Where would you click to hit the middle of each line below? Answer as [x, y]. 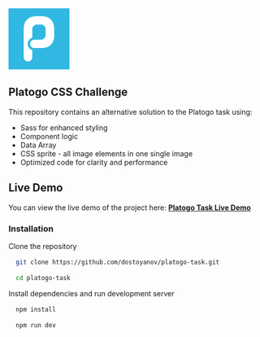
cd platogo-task [43, 278]
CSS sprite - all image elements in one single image [106, 153]
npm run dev [36, 325]
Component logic [49, 136]
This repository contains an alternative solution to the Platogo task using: [130, 112]
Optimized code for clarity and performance [94, 162]
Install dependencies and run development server [91, 293]
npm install [36, 309]
